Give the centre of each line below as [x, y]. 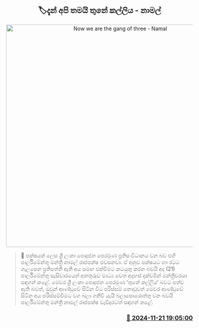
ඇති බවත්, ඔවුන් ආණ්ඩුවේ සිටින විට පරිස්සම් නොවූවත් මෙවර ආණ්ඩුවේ [102, 289]
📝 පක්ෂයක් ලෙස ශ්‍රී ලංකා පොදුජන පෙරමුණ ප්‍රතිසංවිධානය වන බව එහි [98, 255]
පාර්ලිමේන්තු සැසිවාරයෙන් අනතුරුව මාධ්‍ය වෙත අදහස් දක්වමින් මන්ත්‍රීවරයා [104, 275]
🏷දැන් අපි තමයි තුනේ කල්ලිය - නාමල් [99, 10]
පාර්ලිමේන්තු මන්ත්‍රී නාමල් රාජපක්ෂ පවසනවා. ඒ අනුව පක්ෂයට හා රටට [100, 262]
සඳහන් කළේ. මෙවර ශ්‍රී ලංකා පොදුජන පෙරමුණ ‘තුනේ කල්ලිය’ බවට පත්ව [102, 282]
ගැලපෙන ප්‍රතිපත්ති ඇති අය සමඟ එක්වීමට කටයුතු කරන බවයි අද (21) [98, 269]
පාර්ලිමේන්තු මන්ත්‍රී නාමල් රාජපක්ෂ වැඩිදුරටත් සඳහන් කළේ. [87, 302]
